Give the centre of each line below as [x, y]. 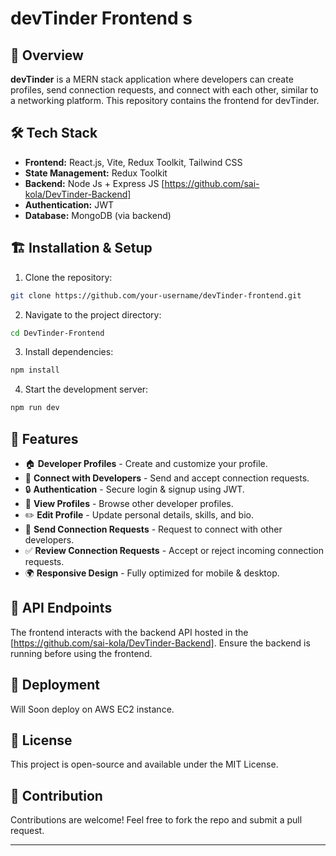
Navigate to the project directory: [93, 314]
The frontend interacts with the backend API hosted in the [129, 632]
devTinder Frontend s [101, 18]
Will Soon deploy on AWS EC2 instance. [92, 709]
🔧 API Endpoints [61, 608]
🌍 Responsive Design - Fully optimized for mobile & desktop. [152, 573]
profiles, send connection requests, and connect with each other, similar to [164, 90]
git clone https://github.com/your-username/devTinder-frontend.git [156, 295]
